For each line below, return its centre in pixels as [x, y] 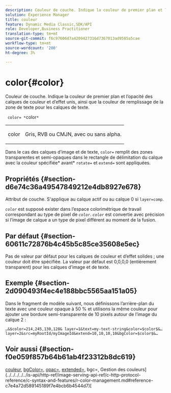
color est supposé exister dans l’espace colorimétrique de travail [73, 209]
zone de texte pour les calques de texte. [48, 107]
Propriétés [22, 179]
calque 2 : [16, 320]
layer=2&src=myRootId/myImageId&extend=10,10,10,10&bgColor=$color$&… [82, 333]
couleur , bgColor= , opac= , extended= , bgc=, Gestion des [65, 369]
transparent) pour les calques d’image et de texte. [58, 267]
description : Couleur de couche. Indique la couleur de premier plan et [84, 10]
